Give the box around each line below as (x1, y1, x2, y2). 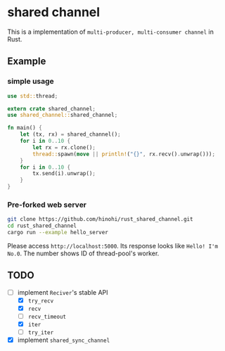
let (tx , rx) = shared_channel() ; (20, 131, 121, 138)
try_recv (27, 297, 54, 305)
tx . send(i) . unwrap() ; (32, 170, 96, 177)
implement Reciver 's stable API (17, 288, 108, 296)
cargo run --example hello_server (7, 229, 109, 236)
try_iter (27, 329, 54, 336)
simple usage (7, 77, 54, 87)
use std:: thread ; (7, 92, 58, 99)
